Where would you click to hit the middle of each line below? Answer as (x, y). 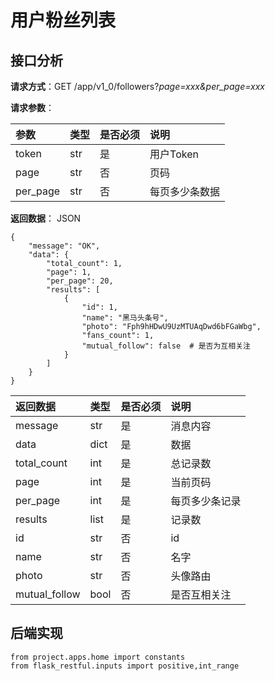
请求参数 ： (32, 107)
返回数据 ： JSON (46, 218)
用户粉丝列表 (63, 20)
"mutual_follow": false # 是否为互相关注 (166, 346)
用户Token (174, 154)
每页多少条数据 (185, 191)
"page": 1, (69, 272)
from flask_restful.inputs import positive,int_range (125, 666)
